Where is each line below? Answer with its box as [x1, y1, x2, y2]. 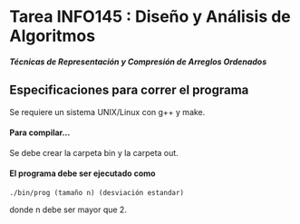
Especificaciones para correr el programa [9, 83, 249, 98]
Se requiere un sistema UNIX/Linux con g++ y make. [9, 106, 206, 117]
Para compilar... [9, 127, 71, 138]
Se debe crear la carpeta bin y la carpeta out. [9, 147, 179, 158]
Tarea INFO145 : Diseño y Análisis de [9, 6, 292, 27]
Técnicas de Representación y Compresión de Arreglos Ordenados [9, 56, 267, 67]
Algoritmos [9, 25, 96, 46]
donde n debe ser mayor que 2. [9, 204, 127, 215]
